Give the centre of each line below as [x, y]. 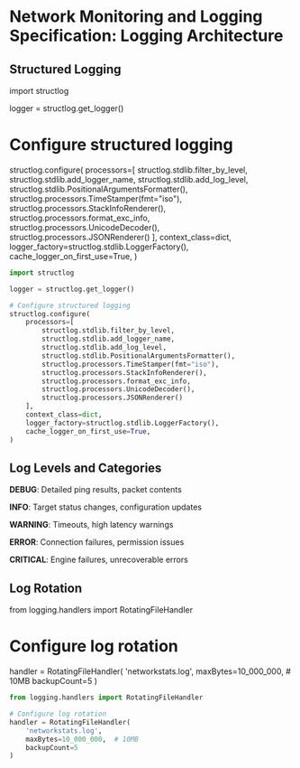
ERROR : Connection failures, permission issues [97, 542]
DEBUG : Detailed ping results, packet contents [95, 490]
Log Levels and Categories [86, 468]
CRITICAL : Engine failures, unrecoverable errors [99, 560]
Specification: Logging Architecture [146, 36]
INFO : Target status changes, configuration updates [106, 507]
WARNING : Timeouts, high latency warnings [91, 525]
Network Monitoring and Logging [136, 17]
